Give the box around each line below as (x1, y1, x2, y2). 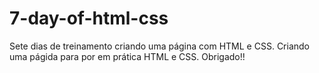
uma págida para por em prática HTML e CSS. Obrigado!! (9, 50, 246, 62)
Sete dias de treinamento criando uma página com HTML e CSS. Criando (9, 40, 310, 52)
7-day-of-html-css (9, 7, 169, 30)
